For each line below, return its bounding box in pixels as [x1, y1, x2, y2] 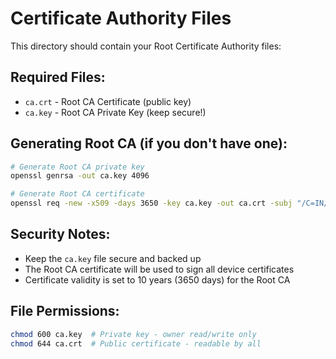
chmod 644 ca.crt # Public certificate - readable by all [10, 338, 262, 349]
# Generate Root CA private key [10, 162, 145, 172]
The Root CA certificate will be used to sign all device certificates [24, 263, 295, 275]
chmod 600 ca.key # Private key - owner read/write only [10, 329, 257, 339]
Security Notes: [10, 226, 111, 243]
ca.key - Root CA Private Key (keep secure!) [24, 106, 207, 118]
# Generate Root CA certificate [10, 189, 145, 199]
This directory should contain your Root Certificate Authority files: [10, 40, 282, 52]
